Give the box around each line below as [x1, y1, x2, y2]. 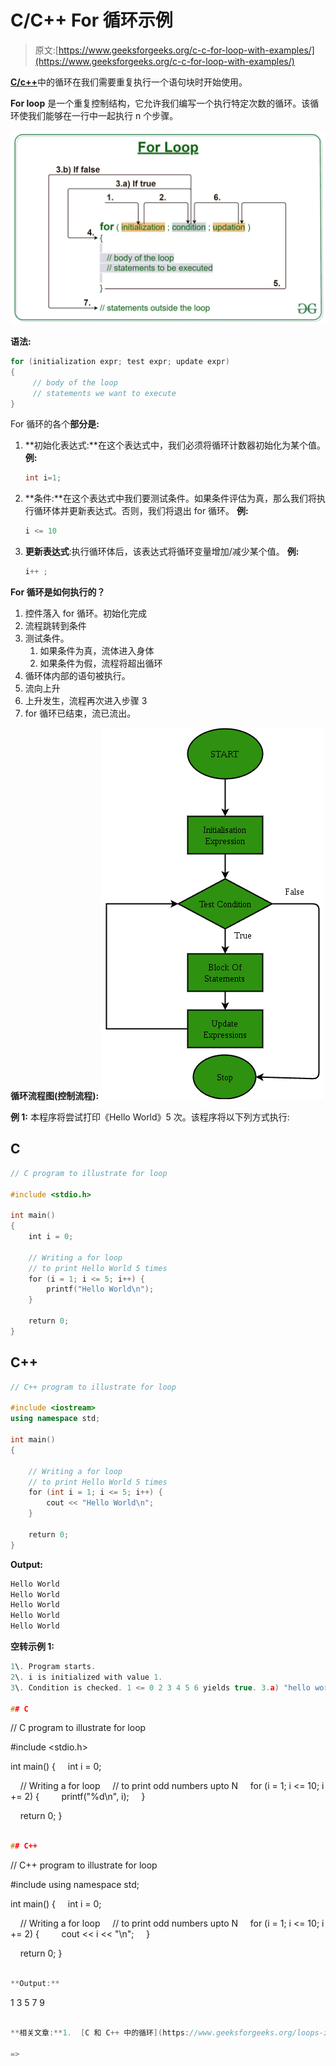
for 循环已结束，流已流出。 [24, 707, 137, 720]
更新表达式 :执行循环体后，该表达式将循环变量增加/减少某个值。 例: [24, 546, 300, 558]
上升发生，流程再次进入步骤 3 [24, 695, 148, 707]
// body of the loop [32, 377, 118, 388]
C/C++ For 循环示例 [10, 9, 173, 32]
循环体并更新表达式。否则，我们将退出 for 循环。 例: [33, 505, 249, 517]
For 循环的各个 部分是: [10, 418, 100, 430]
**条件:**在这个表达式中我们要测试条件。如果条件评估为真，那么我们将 [24, 492, 317, 505]
